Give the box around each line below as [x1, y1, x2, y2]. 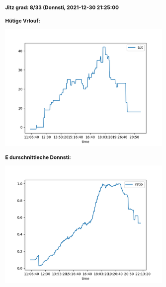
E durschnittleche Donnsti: [5, 154, 71, 161]
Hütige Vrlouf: [5, 17, 41, 24]
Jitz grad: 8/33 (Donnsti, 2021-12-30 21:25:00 [5, 4, 119, 11]
